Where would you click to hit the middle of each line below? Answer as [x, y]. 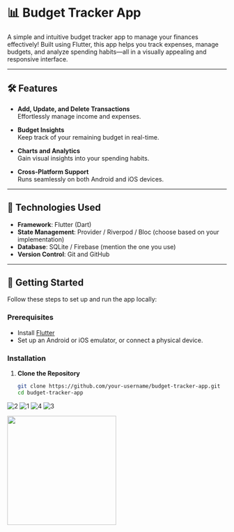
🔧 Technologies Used [54, 208]
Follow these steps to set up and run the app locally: [82, 300]
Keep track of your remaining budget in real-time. [88, 137]
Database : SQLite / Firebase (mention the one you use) [96, 246]
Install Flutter [36, 332]
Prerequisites [30, 318]
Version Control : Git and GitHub [63, 254]
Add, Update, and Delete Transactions [73, 109]
